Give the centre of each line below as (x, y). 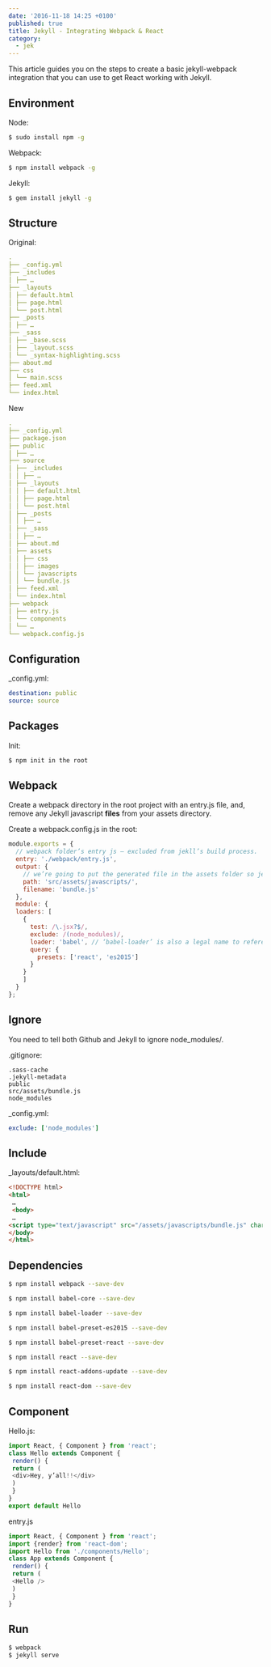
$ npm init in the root (48, 760)
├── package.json (38, 438)
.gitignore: (25, 1055)
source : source (34, 701)
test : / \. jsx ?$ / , (59, 927)
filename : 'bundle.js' (61, 889)
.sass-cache (28, 1070)
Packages (33, 726)
